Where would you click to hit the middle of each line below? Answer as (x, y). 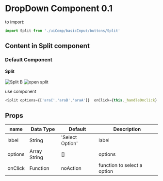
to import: (15, 22)
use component (21, 91)
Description (127, 129)
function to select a (121, 165)
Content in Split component (47, 46)
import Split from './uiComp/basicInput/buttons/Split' (63, 31)
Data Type (43, 129)
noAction (71, 168)
